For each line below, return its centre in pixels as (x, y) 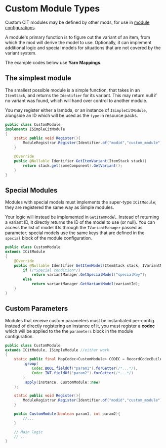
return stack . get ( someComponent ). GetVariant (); (73, 166)
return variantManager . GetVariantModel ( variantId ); (86, 284)
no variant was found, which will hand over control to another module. (76, 100)
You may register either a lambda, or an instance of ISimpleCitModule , (76, 110)
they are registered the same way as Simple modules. (60, 207)
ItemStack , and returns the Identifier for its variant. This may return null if (81, 95)
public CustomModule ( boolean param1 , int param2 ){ (67, 414)
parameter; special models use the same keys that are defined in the (75, 233)
